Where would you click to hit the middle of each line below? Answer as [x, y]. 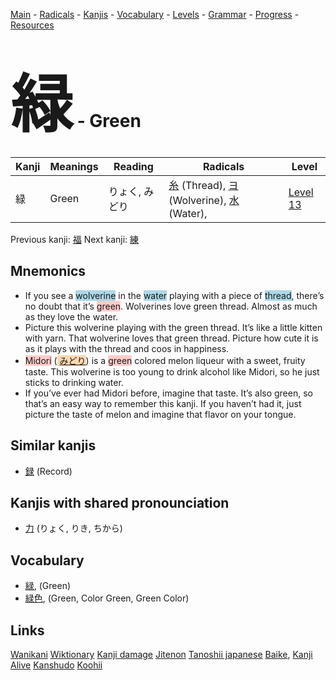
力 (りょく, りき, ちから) [73, 528]
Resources [32, 25]
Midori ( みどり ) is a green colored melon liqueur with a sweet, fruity [165, 360]
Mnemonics [48, 271]
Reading [133, 166]
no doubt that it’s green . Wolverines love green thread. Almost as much [171, 306]
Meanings [74, 166]
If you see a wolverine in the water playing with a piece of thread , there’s [174, 295]
